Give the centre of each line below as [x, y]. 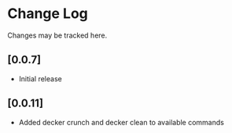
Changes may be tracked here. [57, 35]
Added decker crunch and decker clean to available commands [122, 122]
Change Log [48, 14]
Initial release [40, 78]
